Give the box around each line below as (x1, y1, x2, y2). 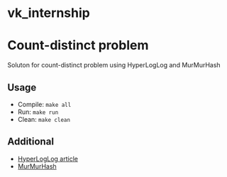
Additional (7, 136, 55, 148)
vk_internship (7, 5, 90, 21)
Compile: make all (17, 100, 72, 108)
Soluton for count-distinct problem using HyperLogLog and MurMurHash (7, 61, 221, 69)
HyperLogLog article (17, 154, 78, 163)
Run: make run (17, 108, 59, 116)
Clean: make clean (17, 115, 71, 123)
